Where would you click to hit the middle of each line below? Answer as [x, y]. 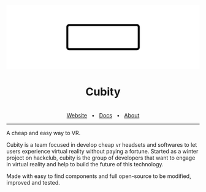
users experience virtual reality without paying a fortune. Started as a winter [102, 151]
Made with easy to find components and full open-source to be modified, [99, 176]
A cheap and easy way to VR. [44, 133]
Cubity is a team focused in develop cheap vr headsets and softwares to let [102, 144]
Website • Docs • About [103, 115]
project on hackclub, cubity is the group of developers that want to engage [101, 158]
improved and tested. [33, 182]
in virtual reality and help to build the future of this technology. [85, 164]
